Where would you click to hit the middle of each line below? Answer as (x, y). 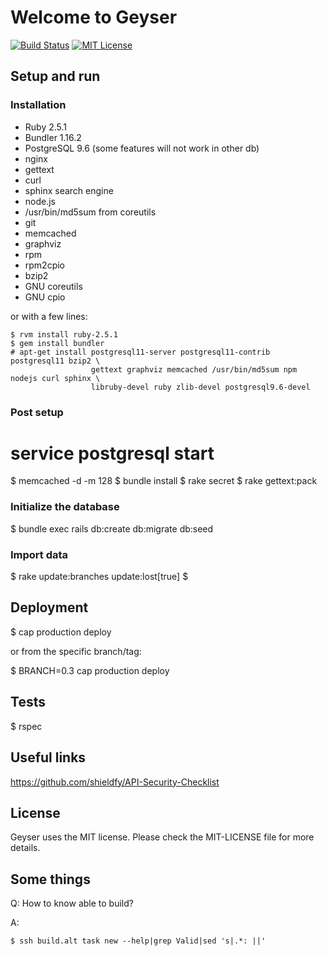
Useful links (48, 757)
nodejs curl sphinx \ (55, 378)
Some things (50, 879)
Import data (39, 554)
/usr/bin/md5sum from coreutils (90, 212)
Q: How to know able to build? (72, 903)
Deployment (49, 607)
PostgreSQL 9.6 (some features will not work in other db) (142, 148)
